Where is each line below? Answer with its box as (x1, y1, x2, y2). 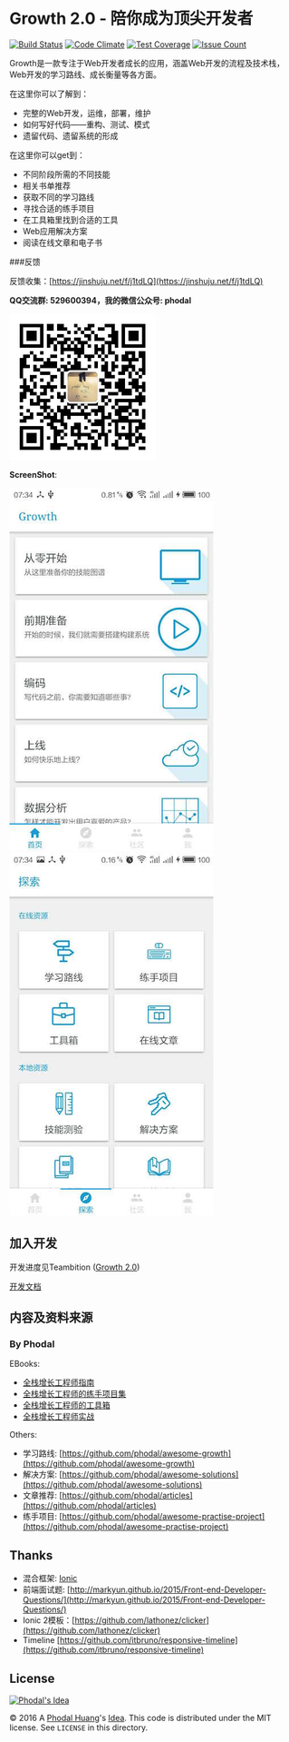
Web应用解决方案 (22, 225, 88, 236)
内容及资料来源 (9, 1310, 93, 1326)
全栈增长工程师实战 (22, 1411, 95, 1422)
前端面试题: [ (22, 1584, 71, 1595)
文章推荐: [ (22, 1490, 63, 1501)
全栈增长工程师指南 (22, 1377, 95, 1388)
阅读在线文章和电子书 (22, 237, 102, 248)
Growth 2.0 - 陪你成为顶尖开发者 (9, 8, 254, 29)
